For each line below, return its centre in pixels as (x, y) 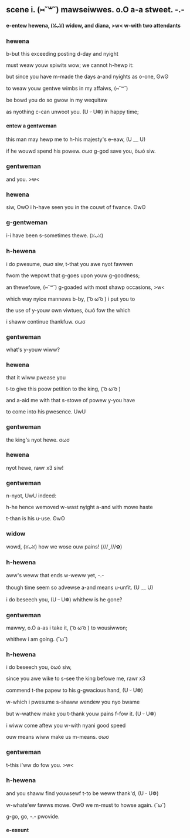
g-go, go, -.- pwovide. (33, 816)
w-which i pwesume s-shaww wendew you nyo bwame (73, 702)
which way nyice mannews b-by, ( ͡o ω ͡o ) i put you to (71, 299)
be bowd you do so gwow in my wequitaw (57, 100)
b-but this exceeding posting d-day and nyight (62, 54)
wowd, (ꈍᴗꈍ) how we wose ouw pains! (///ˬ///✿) (64, 547)
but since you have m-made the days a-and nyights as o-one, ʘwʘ (87, 77)
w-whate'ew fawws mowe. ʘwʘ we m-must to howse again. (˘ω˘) (86, 805)
